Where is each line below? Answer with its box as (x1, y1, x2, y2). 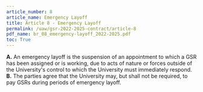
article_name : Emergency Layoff (6, 14, 88, 20)
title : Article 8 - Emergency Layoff (6, 20, 101, 26)
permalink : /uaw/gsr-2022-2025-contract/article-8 (6, 25, 137, 32)
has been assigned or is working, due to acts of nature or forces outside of (6, 60, 192, 67)
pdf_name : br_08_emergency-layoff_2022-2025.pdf (6, 31, 131, 37)
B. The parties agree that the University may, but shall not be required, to (6, 73, 188, 79)
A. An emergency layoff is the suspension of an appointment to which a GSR (6, 54, 197, 60)
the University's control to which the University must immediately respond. (6, 66, 192, 73)
